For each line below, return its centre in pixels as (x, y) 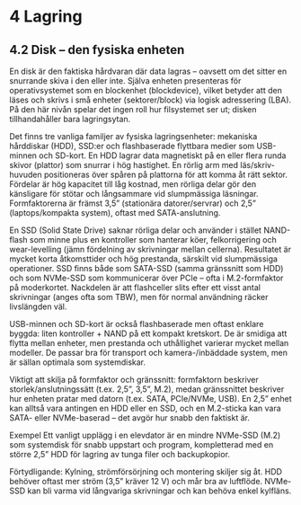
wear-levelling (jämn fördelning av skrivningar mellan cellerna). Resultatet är (150, 249)
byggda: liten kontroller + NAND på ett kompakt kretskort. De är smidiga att (148, 333)
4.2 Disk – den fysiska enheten (97, 50)
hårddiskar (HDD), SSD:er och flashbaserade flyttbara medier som (132, 146)
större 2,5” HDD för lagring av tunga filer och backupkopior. (120, 454)
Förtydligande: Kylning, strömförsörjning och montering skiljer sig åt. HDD (146, 472)
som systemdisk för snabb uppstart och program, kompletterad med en (142, 445)
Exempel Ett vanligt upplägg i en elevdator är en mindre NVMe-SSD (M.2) (145, 435)
